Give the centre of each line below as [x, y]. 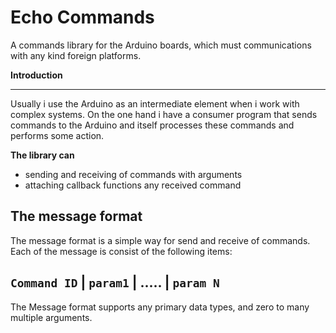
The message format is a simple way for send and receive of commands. [160, 240]
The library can [42, 155]
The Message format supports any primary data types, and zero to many [160, 307]
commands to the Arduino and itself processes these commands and [152, 125]
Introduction [36, 75]
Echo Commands [82, 17]
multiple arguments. [51, 317]
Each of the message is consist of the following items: [121, 251]
